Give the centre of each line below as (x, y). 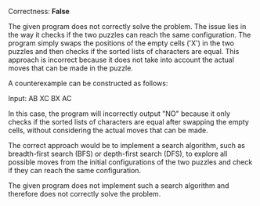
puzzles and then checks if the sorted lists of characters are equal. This (124, 51)
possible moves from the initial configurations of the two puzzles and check (130, 162)
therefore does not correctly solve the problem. (85, 194)
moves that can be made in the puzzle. (70, 68)
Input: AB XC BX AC (40, 98)
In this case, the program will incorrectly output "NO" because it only (119, 114)
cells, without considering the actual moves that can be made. (108, 130)
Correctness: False (39, 11)
